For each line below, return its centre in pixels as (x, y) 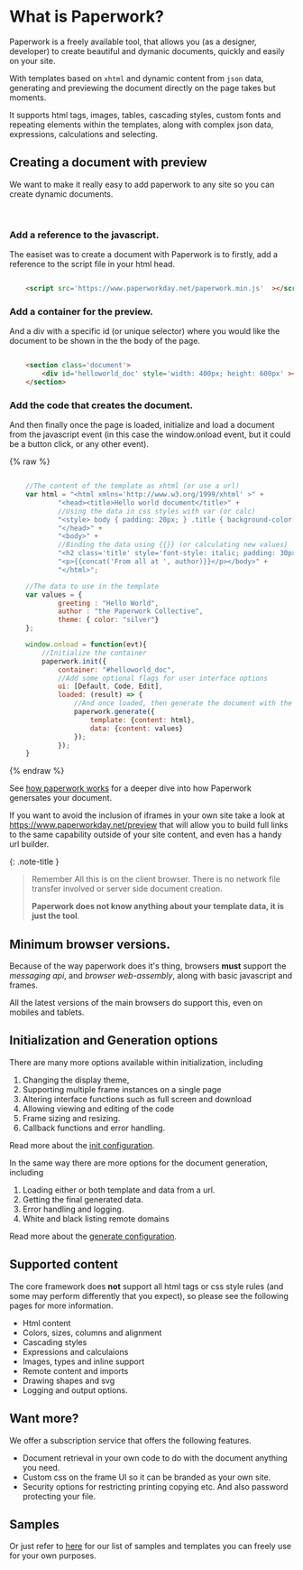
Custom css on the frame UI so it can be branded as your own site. (147, 1477)
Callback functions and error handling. (94, 1128)
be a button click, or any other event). (79, 444)
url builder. (29, 844)
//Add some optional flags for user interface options (163, 678)
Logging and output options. (75, 1390)
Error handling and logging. (73, 1209)
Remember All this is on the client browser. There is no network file (156, 879)
